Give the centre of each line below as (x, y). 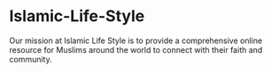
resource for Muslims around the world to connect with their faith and (136, 49)
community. (31, 59)
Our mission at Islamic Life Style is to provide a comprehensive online (136, 40)
